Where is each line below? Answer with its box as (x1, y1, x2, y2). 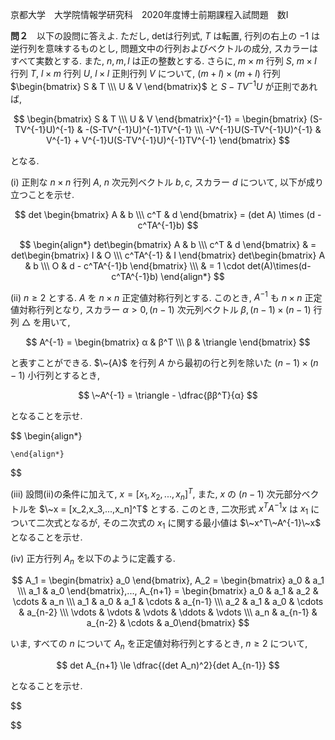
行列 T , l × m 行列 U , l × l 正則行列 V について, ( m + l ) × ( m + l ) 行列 (10, 68, 281, 79)
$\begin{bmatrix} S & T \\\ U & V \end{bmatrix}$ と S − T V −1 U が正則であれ (10, 79, 318, 92)
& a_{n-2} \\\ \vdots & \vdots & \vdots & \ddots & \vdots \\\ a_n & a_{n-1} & (18, 606, 318, 618)
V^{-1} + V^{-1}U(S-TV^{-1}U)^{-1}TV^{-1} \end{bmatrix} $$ (45, 134, 291, 146)
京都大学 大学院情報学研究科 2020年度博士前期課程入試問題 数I (10, 9, 289, 20)
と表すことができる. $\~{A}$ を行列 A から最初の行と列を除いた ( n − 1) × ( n (10, 357, 319, 369)
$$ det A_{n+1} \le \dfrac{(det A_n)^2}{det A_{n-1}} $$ (56, 659, 280, 671)
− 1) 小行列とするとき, (10, 369, 101, 382)
